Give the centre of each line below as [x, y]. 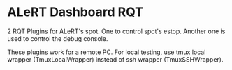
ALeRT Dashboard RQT [75, 12]
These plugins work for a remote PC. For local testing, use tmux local [107, 52]
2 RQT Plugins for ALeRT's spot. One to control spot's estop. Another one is [116, 31]
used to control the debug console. [58, 38]
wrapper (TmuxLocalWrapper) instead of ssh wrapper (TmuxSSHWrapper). [115, 59]
